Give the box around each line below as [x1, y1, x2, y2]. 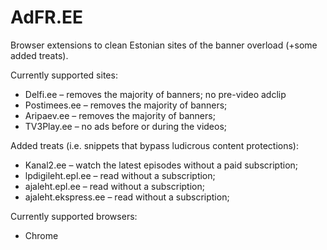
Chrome [24, 229, 59, 241]
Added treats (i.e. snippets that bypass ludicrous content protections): [10, 139, 300, 151]
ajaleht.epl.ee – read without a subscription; [24, 180, 205, 192]
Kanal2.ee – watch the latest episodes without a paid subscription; [24, 159, 299, 171]
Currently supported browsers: [10, 210, 138, 222]
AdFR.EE [10, 6, 84, 29]
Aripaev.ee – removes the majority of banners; [24, 109, 216, 121]
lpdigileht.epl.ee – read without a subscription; [24, 169, 216, 181]
